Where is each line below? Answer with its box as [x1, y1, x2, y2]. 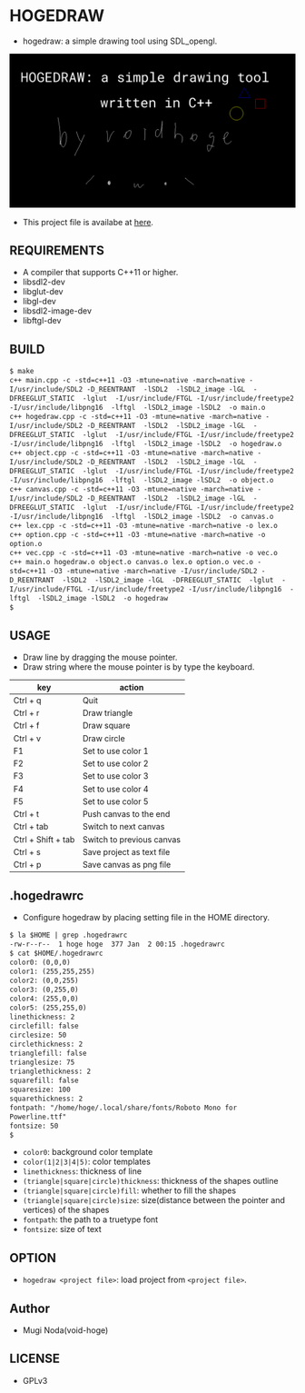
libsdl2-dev [22, 276, 65, 287]
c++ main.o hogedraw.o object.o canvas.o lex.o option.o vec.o [9, 558, 254, 567]
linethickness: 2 [9, 1012, 75, 1022]
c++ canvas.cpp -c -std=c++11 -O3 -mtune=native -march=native [9, 485, 254, 494]
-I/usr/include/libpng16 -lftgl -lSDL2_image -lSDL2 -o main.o [9, 403, 266, 413]
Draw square [82, 720, 131, 731]
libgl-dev [22, 296, 56, 307]
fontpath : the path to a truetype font [22, 1214, 159, 1225]
